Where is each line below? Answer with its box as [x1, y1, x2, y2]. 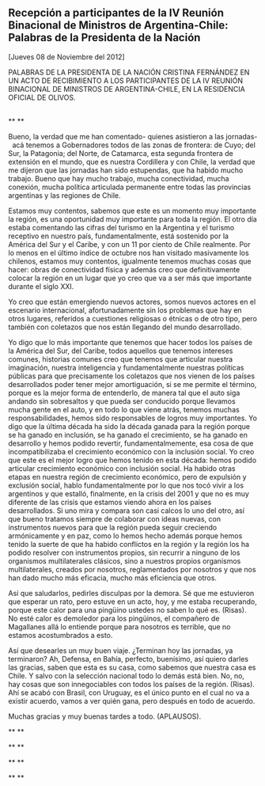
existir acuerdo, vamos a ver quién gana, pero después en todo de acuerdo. [8, 696, 256, 705]
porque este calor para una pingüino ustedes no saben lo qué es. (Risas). [8, 605, 247, 614]
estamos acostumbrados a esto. [8, 630, 113, 640]
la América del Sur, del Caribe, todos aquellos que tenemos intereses [8, 346, 233, 355]
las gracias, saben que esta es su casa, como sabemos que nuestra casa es [8, 663, 256, 672]
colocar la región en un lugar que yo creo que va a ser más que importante [8, 273, 252, 283]
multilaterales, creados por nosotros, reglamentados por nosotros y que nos [8, 564, 256, 574]
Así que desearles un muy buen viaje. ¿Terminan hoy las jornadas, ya [8, 645, 233, 655]
